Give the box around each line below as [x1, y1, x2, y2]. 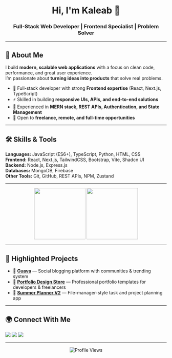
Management [12, 109, 42, 115]
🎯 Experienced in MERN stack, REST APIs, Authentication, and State [12, 104, 160, 110]
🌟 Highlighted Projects [5, 254, 78, 263]
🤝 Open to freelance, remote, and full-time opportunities [12, 115, 135, 121]
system [12, 273, 29, 279]
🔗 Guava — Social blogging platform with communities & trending [12, 268, 151, 274]
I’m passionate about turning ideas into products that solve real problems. [5, 75, 163, 82]
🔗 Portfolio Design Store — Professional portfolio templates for [12, 279, 146, 285]
